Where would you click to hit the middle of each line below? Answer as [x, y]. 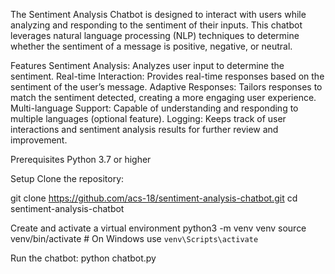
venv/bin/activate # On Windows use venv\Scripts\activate [134, 238]
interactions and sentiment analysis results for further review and [144, 129]
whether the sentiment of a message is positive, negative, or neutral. [151, 46]
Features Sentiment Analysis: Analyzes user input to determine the [147, 65]
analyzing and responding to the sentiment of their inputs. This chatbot [156, 25]
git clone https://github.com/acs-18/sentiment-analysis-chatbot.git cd [154, 198]
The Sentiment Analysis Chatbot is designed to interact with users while [158, 14]
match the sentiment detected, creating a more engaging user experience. [163, 97]
